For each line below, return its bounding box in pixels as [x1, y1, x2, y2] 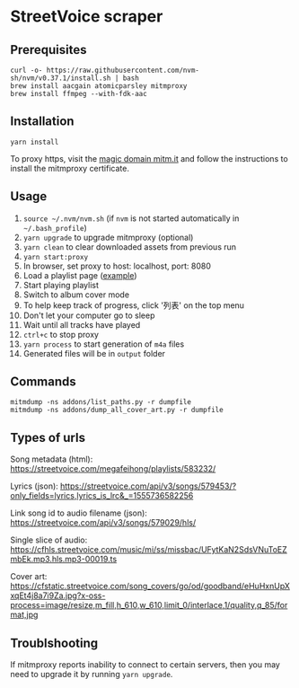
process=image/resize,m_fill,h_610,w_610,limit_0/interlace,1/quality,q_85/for [10, 600, 288, 611]
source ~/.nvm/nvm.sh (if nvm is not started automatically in [22, 213, 240, 224]
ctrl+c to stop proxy [22, 329, 100, 340]
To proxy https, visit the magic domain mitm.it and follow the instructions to [10, 153, 288, 163]
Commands [10, 375, 77, 390]
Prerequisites [10, 42, 87, 57]
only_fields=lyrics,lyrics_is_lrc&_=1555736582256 [10, 490, 194, 501]
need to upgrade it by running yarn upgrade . [10, 669, 173, 680]
